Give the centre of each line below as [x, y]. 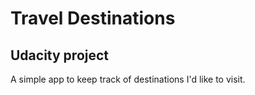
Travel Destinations [93, 18]
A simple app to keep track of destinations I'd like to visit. [128, 79]
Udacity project [60, 55]
